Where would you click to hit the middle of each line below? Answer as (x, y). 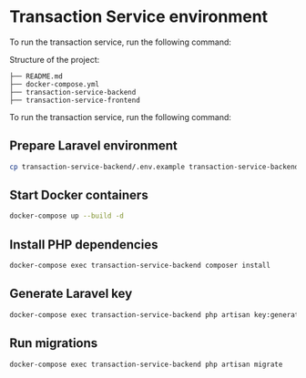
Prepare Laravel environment (93, 146)
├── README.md (36, 76)
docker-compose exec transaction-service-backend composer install (140, 266)
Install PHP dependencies (84, 245)
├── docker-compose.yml (55, 84)
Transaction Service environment (139, 17)
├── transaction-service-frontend (75, 100)
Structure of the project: (55, 59)
